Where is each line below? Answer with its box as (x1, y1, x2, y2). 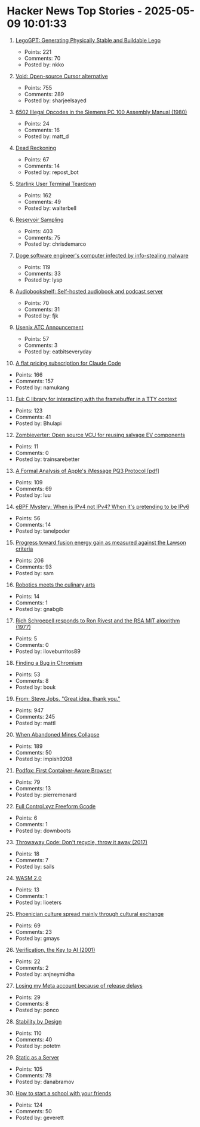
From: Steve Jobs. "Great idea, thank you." (15, 695, 121, 702)
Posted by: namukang (15, 384, 69, 391)
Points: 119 (24, 263, 51, 270)
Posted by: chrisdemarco (24, 240, 87, 248)
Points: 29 (15, 994, 41, 1001)
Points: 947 (15, 707, 44, 714)
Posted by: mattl (15, 719, 56, 726)
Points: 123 (15, 407, 43, 414)
